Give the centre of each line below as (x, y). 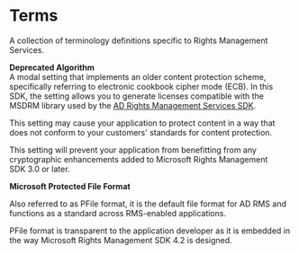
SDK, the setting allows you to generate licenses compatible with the (136, 96)
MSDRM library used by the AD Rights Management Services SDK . (133, 105)
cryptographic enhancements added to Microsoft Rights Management (139, 159)
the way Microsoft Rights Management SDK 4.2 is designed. (121, 240)
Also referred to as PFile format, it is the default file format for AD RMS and (148, 204)
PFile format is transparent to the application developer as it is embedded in (150, 231)
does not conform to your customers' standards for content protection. (141, 132)
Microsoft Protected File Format (70, 186)
